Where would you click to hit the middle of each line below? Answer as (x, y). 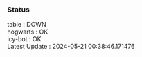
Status (18, 10)
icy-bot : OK (24, 39)
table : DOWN (27, 25)
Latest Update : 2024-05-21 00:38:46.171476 (71, 47)
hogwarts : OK (28, 32)
